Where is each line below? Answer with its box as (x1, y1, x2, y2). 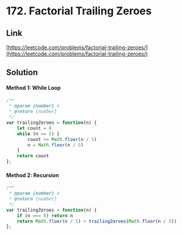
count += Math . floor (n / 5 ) (27, 136, 97, 142)
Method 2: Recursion (6, 172, 59, 179)
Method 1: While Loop (6, 84, 61, 91)
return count (17, 153, 49, 159)
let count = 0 (17, 125, 52, 131)
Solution (6, 68, 38, 78)
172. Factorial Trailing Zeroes (6, 4, 152, 18)
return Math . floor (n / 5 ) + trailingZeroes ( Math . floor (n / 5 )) (17, 218, 177, 224)
